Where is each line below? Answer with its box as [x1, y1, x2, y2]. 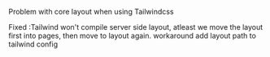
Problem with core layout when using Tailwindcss [8, 7, 174, 16]
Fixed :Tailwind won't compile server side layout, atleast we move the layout [8, 22, 263, 31]
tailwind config [8, 39, 59, 49]
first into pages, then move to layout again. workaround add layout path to [8, 31, 256, 40]
